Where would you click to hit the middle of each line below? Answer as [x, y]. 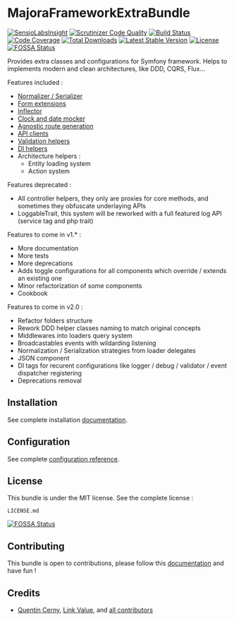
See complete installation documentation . [68, 420]
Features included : [35, 82]
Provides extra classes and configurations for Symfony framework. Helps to [117, 61]
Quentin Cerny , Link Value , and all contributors [85, 610]
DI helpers [32, 148]
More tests [33, 255]
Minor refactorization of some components [80, 285]
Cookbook [32, 293]
